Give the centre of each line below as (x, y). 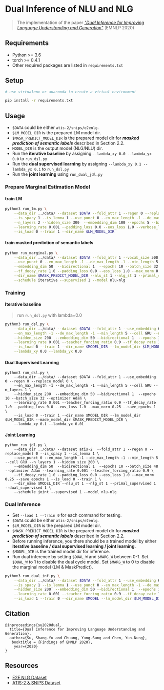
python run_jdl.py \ (26, 445)
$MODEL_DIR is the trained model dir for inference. (61, 551)
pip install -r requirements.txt (39, 101)
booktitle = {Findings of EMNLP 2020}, (52, 642)
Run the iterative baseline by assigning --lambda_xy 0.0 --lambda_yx (82, 154)
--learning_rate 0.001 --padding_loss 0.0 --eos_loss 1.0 (74, 227)
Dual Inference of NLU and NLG (69, 9)
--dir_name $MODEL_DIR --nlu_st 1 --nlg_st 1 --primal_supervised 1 (85, 484)
